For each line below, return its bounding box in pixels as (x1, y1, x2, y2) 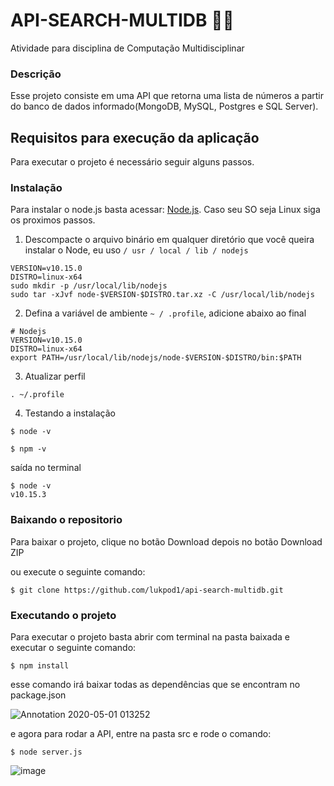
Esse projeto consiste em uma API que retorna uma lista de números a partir (10, 90, 325, 102)
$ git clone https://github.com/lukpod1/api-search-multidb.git (10, 585, 284, 595)
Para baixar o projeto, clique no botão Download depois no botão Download (10, 535, 323, 548)
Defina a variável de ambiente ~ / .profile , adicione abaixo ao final (24, 307, 307, 319)
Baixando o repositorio (10, 513, 123, 527)
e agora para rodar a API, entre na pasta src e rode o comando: (10, 727, 272, 739)
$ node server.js (10, 747, 83, 757)
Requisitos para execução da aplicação (10, 129, 260, 146)
